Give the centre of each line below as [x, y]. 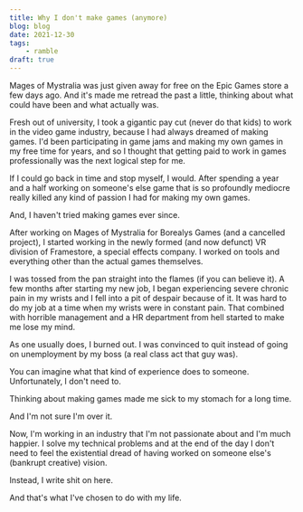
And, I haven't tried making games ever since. [95, 215]
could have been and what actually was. [85, 104]
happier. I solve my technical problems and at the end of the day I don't [142, 443]
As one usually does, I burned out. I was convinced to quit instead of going [149, 344]
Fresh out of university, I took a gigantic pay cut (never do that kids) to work [151, 122]
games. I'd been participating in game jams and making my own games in [146, 142]
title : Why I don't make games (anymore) [89, 18]
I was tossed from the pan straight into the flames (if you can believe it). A [147, 279]
